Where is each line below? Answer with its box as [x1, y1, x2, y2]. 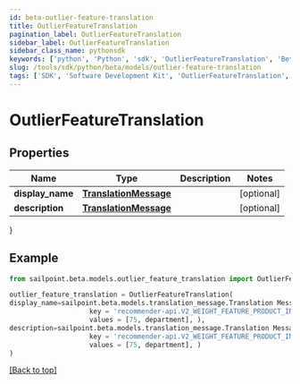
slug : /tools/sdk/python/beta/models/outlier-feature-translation [9, 64, 262, 73]
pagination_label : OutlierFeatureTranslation [9, 30, 181, 38]
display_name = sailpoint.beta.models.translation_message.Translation [9, 299, 274, 308]
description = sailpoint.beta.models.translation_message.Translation [9, 323, 270, 332]
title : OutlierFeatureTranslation [9, 21, 138, 30]
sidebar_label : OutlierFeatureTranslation [9, 38, 170, 47]
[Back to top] [9, 364, 57, 376]
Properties [9, 145, 70, 161]
